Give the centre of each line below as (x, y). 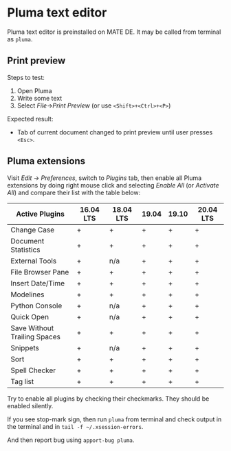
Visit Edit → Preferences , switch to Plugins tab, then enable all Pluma (104, 178)
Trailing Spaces (35, 337)
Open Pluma (35, 90)
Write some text (40, 98)
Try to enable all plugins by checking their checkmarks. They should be (108, 399)
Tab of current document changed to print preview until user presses (115, 132)
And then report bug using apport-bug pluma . (71, 440)
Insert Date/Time (38, 283)
